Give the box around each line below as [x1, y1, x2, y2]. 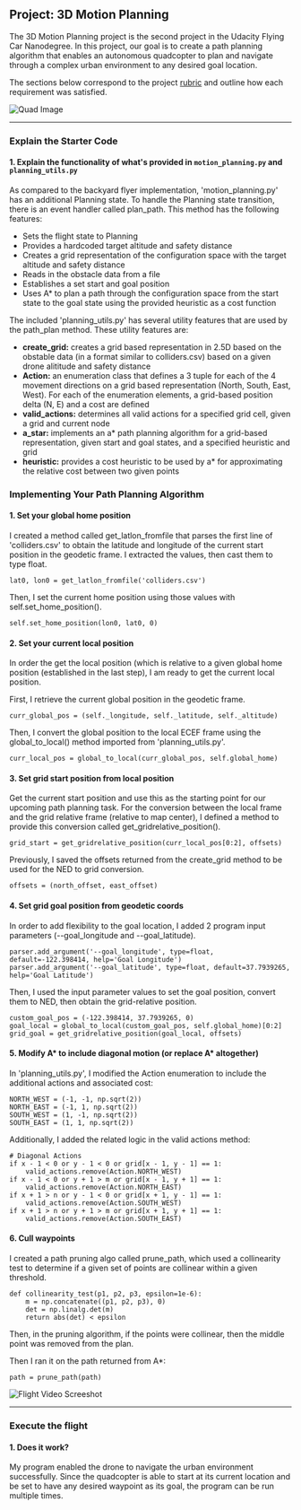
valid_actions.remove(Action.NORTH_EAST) [25, 1183, 182, 1191]
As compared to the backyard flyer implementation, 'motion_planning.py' [9, 184, 279, 196]
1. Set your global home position [9, 511, 132, 521]
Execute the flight [9, 1419, 88, 1432]
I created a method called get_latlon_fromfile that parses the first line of [9, 530, 273, 541]
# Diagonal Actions [9, 1151, 82, 1160]
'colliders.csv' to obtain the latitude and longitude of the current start [9, 540, 264, 551]
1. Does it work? [9, 1442, 70, 1453]
